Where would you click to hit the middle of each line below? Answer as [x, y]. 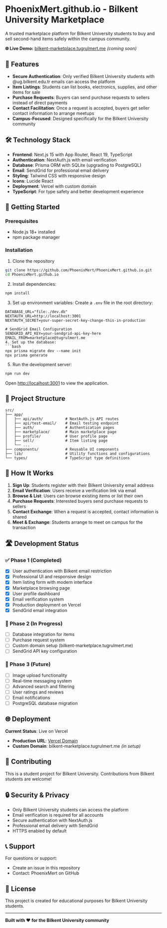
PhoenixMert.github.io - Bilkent [72, 9]
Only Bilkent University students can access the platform [70, 810]
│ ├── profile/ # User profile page [56, 436]
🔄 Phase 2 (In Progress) [34, 623]
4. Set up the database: [31, 342]
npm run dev [17, 374]
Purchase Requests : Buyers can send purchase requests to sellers [81, 97]
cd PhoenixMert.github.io [32, 275]
